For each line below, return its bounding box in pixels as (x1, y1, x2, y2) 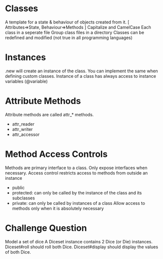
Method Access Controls (5, 149, 108, 159)
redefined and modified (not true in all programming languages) (5, 35, 133, 41)
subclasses (12, 195, 35, 201)
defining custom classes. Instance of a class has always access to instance (5, 73, 157, 79)
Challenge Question (5, 222, 87, 234)
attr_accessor (12, 131, 40, 137)
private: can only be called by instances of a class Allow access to (12, 200, 145, 206)
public (12, 184, 25, 191)
